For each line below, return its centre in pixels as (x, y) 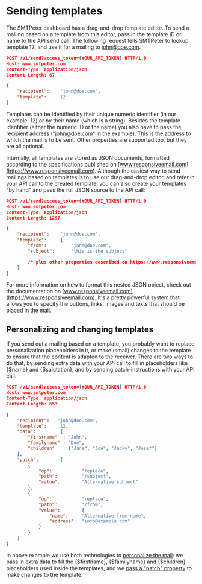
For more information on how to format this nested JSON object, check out (99, 285)
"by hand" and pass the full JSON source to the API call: (76, 190)
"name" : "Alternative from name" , (98, 516)
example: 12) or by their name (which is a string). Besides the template (93, 120)
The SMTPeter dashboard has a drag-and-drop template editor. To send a (98, 28)
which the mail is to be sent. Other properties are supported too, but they (97, 139)
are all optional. (25, 146)
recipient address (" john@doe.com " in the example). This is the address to (99, 133)
